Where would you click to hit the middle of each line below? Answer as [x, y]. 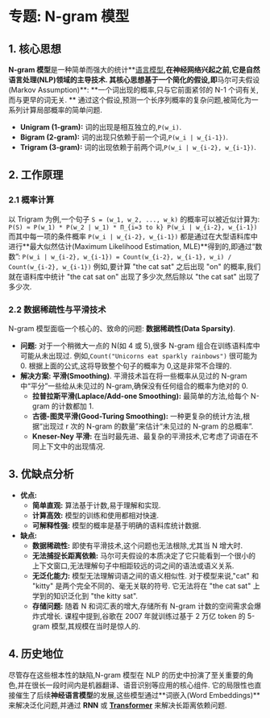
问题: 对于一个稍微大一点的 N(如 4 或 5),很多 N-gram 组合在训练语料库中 [140, 345]
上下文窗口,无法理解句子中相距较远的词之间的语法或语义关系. [133, 566]
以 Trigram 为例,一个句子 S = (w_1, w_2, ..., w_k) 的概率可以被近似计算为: [134, 219]
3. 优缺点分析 [41, 474]
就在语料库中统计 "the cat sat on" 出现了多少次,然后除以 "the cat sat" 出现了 [134, 276]
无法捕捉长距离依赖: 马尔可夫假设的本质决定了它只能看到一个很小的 [144, 555]
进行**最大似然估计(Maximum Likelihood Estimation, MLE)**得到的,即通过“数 [135, 246]
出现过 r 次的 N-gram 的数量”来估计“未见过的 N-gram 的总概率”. [148, 426]
